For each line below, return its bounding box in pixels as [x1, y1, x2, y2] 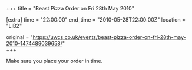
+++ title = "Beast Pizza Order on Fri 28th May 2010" [6, 5, 134, 12]
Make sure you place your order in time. [6, 58, 103, 64]
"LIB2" [6, 23, 22, 29]
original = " [6, 34, 34, 40]
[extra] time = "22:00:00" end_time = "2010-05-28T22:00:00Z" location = [6, 16, 186, 23]
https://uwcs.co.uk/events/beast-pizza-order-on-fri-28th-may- [32, 34, 187, 40]
